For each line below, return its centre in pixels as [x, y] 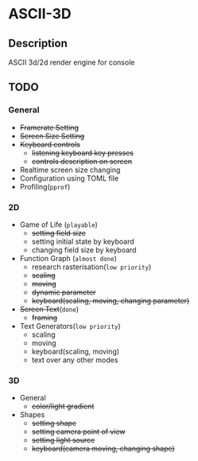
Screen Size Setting [52, 135]
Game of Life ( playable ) [58, 225]
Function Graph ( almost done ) [68, 258]
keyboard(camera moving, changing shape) [103, 449]
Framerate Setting [49, 127]
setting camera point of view [78, 432]
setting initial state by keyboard [83, 241]
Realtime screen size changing [70, 170]
